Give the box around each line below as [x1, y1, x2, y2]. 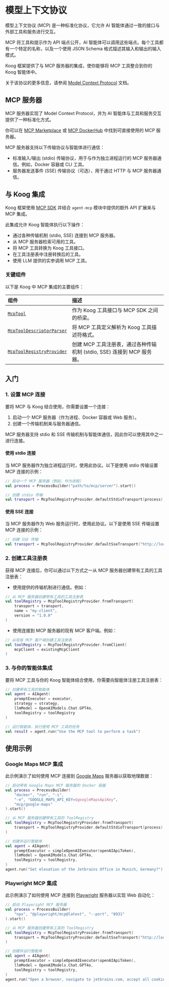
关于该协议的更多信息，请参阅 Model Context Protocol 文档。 [5, 79, 132, 86]
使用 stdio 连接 [5, 450, 36, 456]
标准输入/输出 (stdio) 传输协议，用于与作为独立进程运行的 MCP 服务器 [12, 155, 157, 161]
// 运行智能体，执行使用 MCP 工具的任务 [5, 724, 79, 729]
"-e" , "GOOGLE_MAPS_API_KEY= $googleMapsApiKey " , [14, 797, 118, 802]
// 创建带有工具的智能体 [5, 687, 50, 692]
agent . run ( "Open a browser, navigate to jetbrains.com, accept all [5, 977, 150, 982]
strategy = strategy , [14, 701, 59, 706]
